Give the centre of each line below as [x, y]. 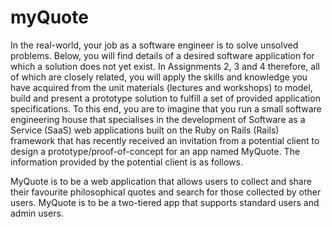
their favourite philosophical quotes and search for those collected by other [166, 192]
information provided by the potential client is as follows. [126, 162]
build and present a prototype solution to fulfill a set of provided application [165, 98]
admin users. [37, 213]
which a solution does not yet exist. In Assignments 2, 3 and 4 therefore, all [165, 66]
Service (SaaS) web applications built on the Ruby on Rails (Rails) [145, 130]
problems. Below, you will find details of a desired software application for [162, 55]
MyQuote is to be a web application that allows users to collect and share [161, 181]
